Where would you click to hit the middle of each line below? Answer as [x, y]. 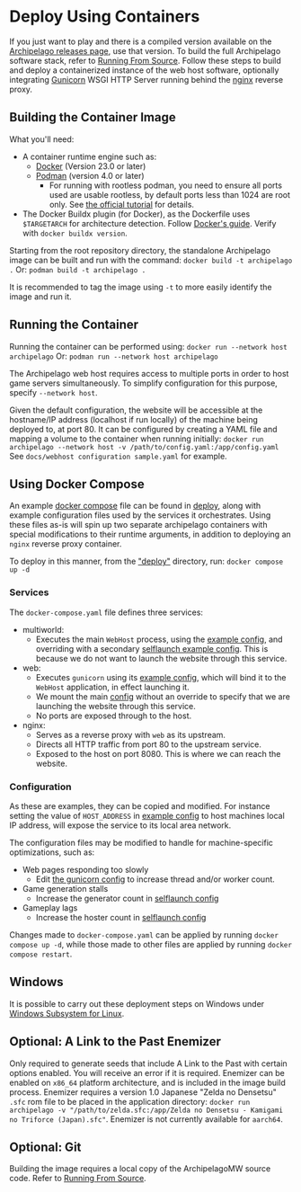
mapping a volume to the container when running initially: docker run [137, 439]
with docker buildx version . [75, 233]
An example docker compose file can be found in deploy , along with [135, 506]
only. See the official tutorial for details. [122, 204]
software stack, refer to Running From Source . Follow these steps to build [145, 60]
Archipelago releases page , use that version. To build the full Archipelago [145, 50]
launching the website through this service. [115, 706]
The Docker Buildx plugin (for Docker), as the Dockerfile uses [136, 214]
